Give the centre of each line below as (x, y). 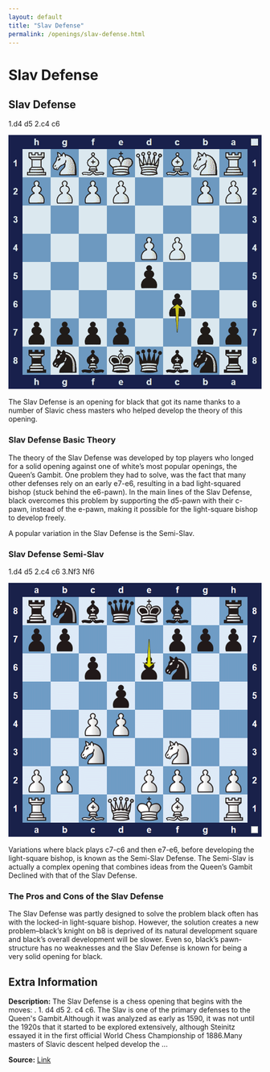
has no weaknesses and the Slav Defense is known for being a (143, 948)
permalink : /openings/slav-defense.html (77, 34)
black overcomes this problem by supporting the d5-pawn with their (121, 501)
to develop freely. (37, 517)
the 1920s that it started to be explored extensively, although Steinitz (122, 1027)
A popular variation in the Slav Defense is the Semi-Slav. (102, 533)
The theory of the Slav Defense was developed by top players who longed (131, 457)
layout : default (35, 17)
